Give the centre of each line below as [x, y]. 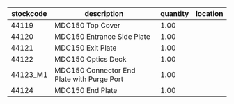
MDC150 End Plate [86, 90]
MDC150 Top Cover [87, 25]
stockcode [29, 14]
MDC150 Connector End [95, 70]
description [104, 14]
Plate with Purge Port [89, 79]
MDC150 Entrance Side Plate [103, 36]
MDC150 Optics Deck [91, 59]
